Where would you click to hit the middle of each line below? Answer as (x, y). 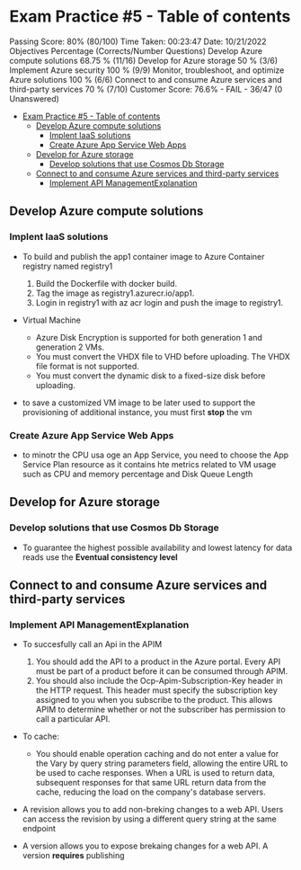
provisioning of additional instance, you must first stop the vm (137, 412)
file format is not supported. (87, 366)
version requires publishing (73, 856)
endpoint (39, 829)
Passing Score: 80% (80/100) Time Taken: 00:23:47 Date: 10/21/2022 (138, 41)
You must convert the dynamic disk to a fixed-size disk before (150, 376)
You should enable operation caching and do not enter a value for (157, 754)
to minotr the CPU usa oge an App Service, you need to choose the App (155, 455)
